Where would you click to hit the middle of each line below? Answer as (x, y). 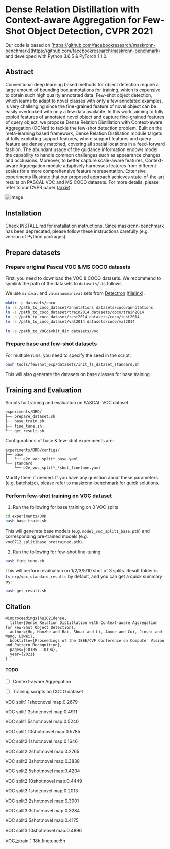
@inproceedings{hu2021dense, (36, 618)
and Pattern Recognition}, (34, 645)
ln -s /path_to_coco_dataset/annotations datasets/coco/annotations (79, 308)
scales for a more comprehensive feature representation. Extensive (76, 171)
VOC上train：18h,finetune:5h (36, 841)
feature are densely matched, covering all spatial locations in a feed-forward (85, 144)
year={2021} (23, 654)
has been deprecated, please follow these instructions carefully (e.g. (77, 231)
